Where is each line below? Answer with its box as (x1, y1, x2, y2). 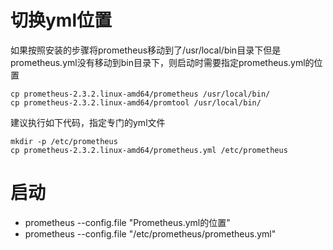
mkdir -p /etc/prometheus (10, 136, 118, 146)
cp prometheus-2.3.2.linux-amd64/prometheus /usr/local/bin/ (10, 89, 271, 99)
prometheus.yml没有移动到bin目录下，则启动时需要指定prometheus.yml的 (10, 56, 315, 68)
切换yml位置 (10, 9, 112, 32)
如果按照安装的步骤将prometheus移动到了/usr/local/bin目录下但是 (10, 44, 282, 56)
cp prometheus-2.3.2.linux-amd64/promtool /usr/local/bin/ (10, 97, 262, 108)
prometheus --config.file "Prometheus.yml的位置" (24, 216, 231, 228)
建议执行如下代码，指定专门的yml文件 (10, 116, 166, 128)
